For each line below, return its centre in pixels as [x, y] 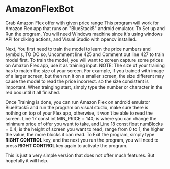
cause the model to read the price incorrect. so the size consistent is [77, 81]
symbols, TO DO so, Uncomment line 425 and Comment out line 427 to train [85, 54]
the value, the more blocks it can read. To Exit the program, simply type [80, 134]
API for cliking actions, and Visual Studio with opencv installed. [71, 39]
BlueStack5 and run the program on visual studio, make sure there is [77, 107]
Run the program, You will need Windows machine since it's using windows [84, 34]
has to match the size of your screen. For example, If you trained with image [85, 71]
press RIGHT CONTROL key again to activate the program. [66, 145]
